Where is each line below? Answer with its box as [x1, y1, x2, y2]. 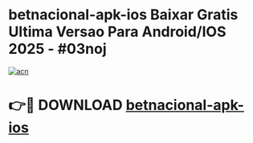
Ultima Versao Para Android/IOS [8, 22, 226, 41]
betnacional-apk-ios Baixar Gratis [8, 6, 239, 24]
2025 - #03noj [8, 40, 107, 58]
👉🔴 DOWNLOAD [8, 96, 123, 114]
